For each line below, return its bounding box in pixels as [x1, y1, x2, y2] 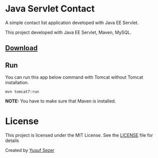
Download [5, 44, 38, 53]
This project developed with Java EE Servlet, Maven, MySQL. [5, 29, 132, 35]
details [5, 137, 19, 143]
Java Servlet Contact [5, 3, 95, 15]
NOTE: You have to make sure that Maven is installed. [5, 98, 116, 104]
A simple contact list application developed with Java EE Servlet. [5, 20, 139, 26]
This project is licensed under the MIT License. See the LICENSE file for [5, 132, 153, 138]
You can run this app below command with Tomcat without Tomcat [5, 74, 143, 80]
